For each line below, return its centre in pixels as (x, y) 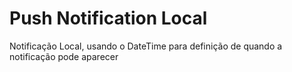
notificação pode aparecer (64, 56)
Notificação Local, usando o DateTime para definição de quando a (146, 46)
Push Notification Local (108, 18)
